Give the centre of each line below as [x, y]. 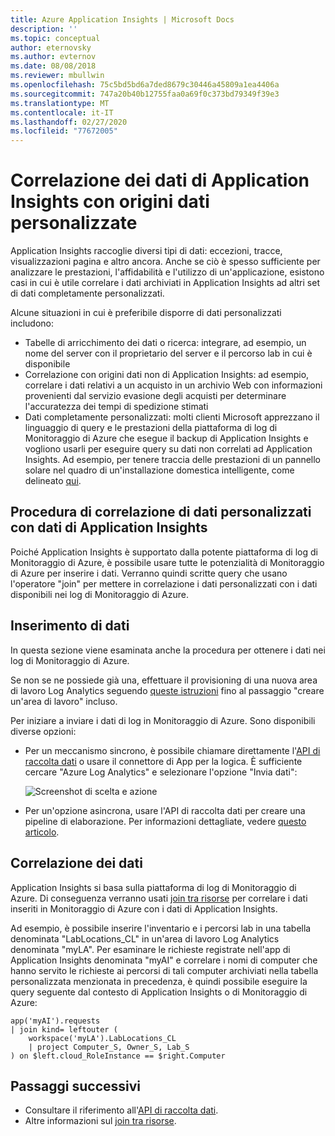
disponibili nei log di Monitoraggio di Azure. [100, 594]
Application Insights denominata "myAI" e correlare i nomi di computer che [164, 960]
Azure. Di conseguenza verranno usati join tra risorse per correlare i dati [159, 898]
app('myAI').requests [55, 1021]
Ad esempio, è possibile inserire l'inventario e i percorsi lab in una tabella [161, 928]
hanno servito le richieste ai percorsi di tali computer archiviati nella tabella [164, 970]
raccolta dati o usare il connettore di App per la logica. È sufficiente [163, 761]
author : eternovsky [51, 47]
